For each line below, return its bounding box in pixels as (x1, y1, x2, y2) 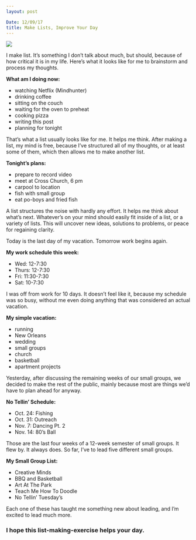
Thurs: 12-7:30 (14, 267, 50, 274)
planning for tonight (14, 125, 63, 132)
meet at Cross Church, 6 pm (14, 177, 83, 185)
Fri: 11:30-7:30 (14, 273, 49, 280)
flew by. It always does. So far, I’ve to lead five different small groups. (6, 446, 174, 453)
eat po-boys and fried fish (14, 196, 78, 203)
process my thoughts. (6, 64, 59, 71)
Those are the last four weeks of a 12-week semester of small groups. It (6, 440, 180, 447)
